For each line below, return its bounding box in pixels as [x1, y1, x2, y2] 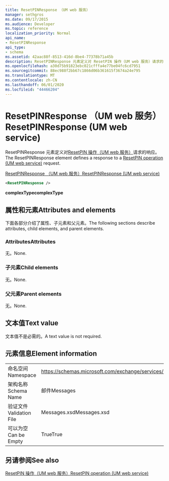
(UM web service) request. [5, 160, 61, 166]
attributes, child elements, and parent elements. [5, 226, 104, 232]
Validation [8, 409, 31, 416]
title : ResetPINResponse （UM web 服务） [5, 7, 91, 13]
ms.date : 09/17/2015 [5, 17, 49, 22]
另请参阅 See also [5, 456, 59, 465]
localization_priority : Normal [5, 31, 71, 36]
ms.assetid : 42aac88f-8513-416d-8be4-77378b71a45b [5, 54, 114, 59]
